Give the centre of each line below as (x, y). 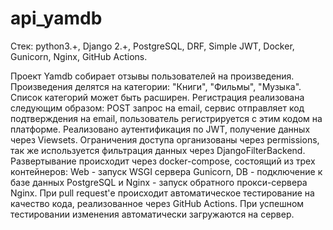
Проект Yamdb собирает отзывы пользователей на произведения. (152, 76)
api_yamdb (56, 18)
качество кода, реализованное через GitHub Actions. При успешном (157, 203)
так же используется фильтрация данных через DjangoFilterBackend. (158, 150)
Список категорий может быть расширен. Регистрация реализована (157, 97)
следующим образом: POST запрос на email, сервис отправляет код (157, 108)
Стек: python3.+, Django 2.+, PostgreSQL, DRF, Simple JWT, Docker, (152, 46)
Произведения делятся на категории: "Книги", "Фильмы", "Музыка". (156, 86)
